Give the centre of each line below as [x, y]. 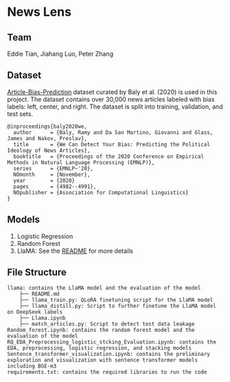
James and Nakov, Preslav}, [47, 138]
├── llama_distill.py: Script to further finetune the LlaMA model [118, 306]
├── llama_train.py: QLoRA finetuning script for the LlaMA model [116, 300]
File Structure [37, 272]
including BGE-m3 [32, 366]
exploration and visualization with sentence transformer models [102, 360]
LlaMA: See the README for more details [75, 251]
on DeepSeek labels [35, 312]
